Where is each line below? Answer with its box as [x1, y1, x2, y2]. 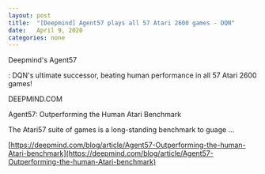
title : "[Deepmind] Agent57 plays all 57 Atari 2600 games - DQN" [8, 19, 236, 27]
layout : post [8, 11, 51, 20]
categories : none [8, 33, 66, 42]
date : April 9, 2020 [8, 26, 83, 34]
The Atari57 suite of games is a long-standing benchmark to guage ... [8, 125, 235, 134]
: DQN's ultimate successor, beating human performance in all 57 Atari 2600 [8, 70, 257, 80]
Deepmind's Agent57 [8, 55, 78, 65]
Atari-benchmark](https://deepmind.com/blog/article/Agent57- [8, 149, 214, 158]
